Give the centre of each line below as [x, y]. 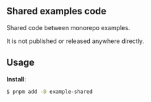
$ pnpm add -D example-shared [50, 92]
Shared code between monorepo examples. [68, 27]
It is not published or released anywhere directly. [75, 41]
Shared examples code [57, 11]
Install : [16, 79]
